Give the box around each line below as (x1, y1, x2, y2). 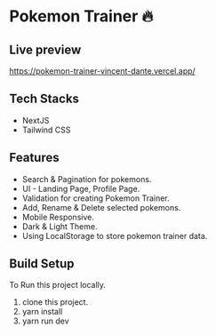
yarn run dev (21, 315, 69, 326)
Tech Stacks (9, 92, 80, 107)
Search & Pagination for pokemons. (21, 173, 152, 184)
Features (9, 150, 60, 165)
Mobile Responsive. (21, 211, 95, 222)
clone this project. (21, 297, 89, 307)
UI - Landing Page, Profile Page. (21, 183, 140, 194)
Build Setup (9, 256, 75, 272)
